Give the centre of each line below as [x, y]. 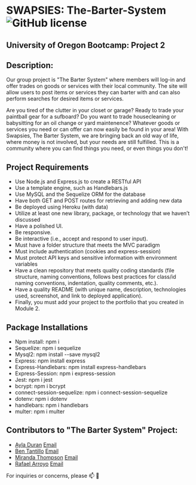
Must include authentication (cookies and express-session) [88, 251]
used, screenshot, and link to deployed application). [79, 296]
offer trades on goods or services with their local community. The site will [97, 86]
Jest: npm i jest [33, 380]
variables [26, 264]
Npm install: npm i [37, 342]
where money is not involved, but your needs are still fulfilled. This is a [93, 142]
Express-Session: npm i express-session [65, 373]
